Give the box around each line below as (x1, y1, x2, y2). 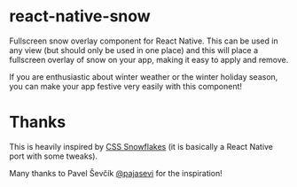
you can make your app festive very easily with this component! (9, 81, 242, 91)
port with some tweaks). (9, 151, 98, 161)
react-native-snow (9, 6, 151, 27)
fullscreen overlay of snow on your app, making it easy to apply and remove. (9, 54, 289, 65)
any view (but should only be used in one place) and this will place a (9, 44, 259, 55)
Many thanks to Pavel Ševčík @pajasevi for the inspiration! (9, 168, 223, 178)
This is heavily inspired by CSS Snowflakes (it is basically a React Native (9, 141, 273, 152)
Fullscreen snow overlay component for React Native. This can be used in (9, 35, 278, 46)
